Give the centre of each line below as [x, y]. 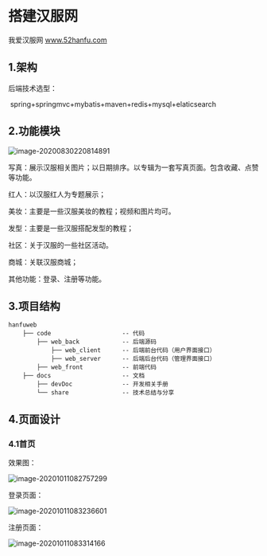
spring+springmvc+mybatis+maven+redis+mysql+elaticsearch [113, 104]
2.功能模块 [35, 131]
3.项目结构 [35, 306]
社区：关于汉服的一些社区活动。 [60, 245]
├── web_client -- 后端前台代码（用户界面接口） [133, 350]
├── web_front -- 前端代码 [97, 367]
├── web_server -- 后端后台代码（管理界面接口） [133, 359]
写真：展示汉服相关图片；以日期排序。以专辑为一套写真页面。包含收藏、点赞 [133, 167]
